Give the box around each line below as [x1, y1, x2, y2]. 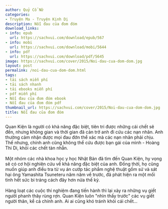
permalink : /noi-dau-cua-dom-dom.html [5, 68, 86, 73]
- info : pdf [5, 49, 30, 54]
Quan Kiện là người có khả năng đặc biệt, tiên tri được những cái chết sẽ [5, 123, 154, 129]
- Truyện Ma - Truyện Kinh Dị [5, 17, 69, 22]
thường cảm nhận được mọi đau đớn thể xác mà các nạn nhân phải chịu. [5, 134, 154, 140]
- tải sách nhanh [5, 82, 42, 87]
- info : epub [5, 31, 33, 36]
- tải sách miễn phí [5, 77, 49, 82]
